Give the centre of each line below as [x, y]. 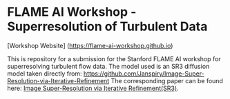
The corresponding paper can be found [167, 80]
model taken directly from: [45, 74]
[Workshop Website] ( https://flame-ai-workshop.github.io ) [90, 45]
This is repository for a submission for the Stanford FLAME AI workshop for [114, 58]
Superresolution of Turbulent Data [107, 26]
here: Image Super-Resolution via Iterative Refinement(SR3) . [93, 88]
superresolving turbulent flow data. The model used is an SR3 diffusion [108, 66]
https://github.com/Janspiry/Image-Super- [144, 74]
